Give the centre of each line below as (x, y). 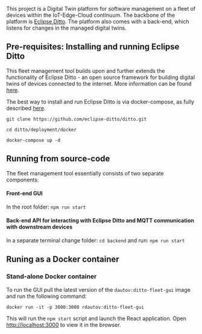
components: (23, 180)
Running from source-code (58, 159)
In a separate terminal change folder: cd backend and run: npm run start (96, 241)
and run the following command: (46, 296)
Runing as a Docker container (63, 260)
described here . (26, 108)
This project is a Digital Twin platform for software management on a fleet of (101, 9)
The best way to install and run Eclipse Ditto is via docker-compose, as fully (100, 101)
